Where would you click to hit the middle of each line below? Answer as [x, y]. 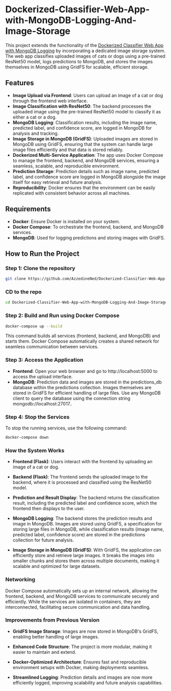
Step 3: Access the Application [44, 360]
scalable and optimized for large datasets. [56, 566]
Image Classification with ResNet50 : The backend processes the [82, 106]
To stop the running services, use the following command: [66, 428]
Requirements [28, 209]
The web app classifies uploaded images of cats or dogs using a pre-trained [85, 56]
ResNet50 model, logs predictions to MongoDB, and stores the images [79, 61]
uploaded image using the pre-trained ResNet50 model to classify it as [87, 111]
